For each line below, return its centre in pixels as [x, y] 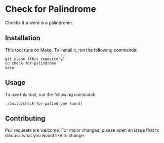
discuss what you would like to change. [45, 136]
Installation [23, 38]
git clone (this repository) [35, 59]
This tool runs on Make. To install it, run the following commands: [71, 50]
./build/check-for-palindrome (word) [44, 103]
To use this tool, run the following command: [50, 94]
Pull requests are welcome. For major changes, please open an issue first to [82, 130]
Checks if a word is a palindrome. [39, 23]
